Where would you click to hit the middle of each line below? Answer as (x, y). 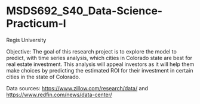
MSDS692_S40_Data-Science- (84, 11)
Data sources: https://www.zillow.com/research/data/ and (77, 88)
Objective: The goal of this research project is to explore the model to (92, 51)
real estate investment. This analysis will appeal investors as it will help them (100, 64)
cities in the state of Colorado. (43, 77)
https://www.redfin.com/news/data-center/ (59, 94)
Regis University (26, 40)
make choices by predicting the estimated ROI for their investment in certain (100, 70)
